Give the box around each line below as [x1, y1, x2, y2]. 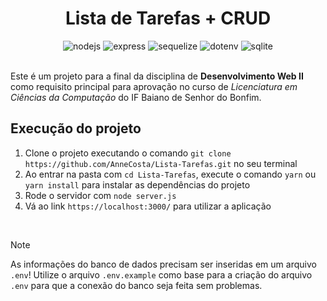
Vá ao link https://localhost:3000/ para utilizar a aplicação [24, 200, 272, 212]
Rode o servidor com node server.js [24, 189, 177, 201]
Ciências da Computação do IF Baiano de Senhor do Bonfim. [10, 91, 262, 103]
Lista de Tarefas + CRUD [64, 7, 272, 30]
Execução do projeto [10, 120, 142, 137]
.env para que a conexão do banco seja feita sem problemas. [10, 279, 263, 291]
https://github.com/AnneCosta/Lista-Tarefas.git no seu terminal [24, 157, 298, 169]
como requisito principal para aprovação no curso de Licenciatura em [10, 80, 298, 92]
